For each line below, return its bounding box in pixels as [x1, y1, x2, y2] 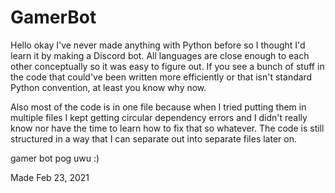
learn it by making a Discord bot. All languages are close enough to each [10, 49, 310, 61]
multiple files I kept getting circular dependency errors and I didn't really [10, 111, 308, 123]
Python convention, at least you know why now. [10, 81, 207, 93]
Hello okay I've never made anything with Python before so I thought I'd [10, 39, 306, 51]
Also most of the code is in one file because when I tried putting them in [10, 101, 307, 113]
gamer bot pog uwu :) [10, 152, 100, 164]
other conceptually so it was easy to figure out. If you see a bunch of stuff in [10, 60, 325, 72]
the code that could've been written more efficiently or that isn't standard [10, 71, 313, 83]
